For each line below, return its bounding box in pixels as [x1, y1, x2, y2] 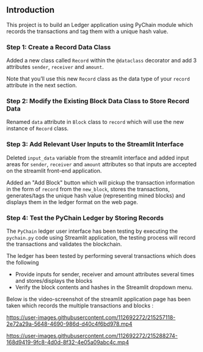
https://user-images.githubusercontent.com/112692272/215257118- [6, 314, 176, 321]
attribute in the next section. [6, 82, 78, 89]
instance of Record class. [6, 125, 69, 132]
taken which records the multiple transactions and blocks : [6, 302, 154, 309]
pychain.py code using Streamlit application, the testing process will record [6, 234, 196, 241]
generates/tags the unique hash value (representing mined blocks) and [6, 192, 185, 199]
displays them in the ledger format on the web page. [6, 198, 139, 205]
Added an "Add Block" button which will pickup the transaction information [6, 178, 195, 186]
